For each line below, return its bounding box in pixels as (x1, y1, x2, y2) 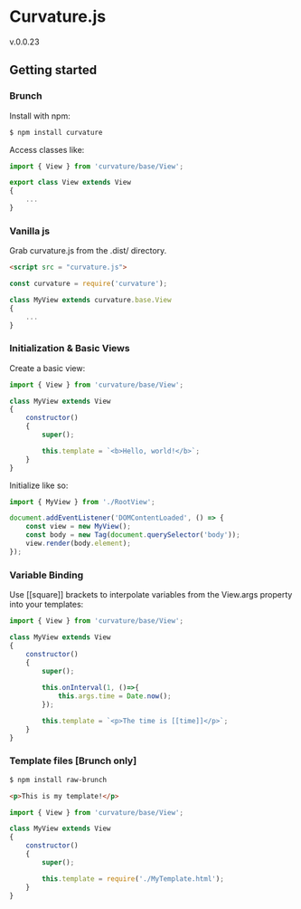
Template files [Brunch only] (9, 754, 137, 767)
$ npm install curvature (9, 128, 103, 137)
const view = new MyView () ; (25, 522, 131, 531)
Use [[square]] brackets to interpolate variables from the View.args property (9, 589, 293, 600)
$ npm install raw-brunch (9, 775, 107, 784)
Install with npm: (9, 110, 71, 121)
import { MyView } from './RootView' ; (9, 497, 155, 506)
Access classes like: (9, 144, 85, 155)
